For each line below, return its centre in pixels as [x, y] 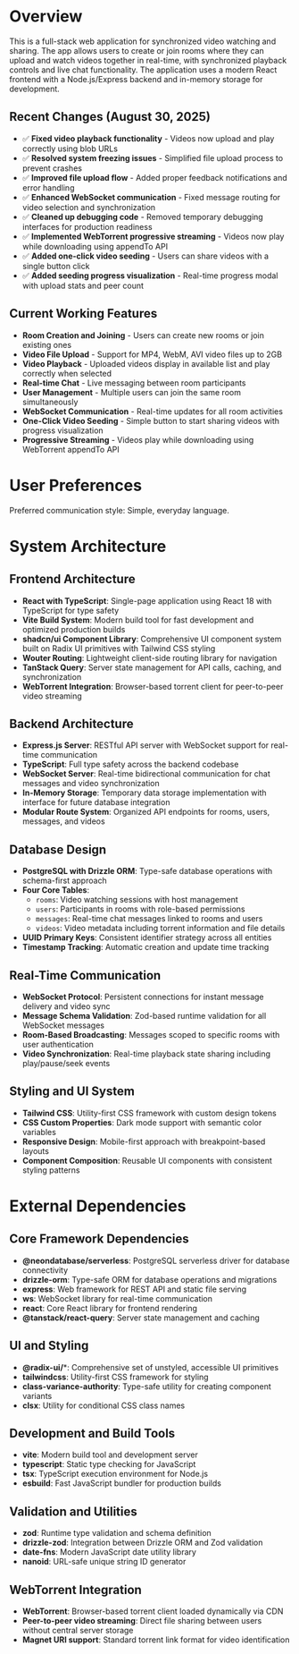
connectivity [45, 1270]
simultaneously [50, 402]
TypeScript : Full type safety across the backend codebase [130, 764]
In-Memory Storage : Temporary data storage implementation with [144, 793]
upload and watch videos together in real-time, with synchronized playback [148, 60]
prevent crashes [52, 168]
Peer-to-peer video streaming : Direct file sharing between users [142, 1620]
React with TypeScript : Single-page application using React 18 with [147, 600]
